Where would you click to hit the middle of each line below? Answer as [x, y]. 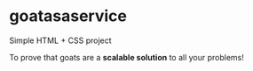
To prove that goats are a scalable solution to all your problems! [126, 57]
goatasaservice [68, 16]
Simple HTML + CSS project [61, 40]
